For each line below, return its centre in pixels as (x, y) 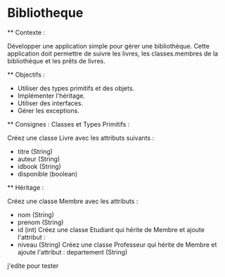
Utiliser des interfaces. (50, 103)
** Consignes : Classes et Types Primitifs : (69, 124)
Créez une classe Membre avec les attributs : (73, 201)
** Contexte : (26, 32)
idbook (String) (39, 166)
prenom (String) (40, 222)
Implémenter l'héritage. (51, 96)
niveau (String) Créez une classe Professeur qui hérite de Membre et (117, 245)
